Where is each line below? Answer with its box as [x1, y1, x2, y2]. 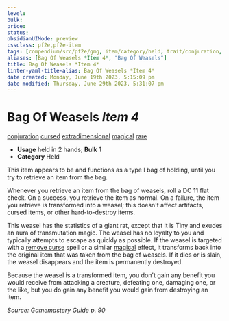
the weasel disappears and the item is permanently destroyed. [7, 258, 183, 266]
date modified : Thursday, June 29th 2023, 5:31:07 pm [7, 80, 165, 87]
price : [7, 23, 26, 29]
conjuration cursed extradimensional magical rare [7, 132, 147, 140]
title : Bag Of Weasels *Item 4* [7, 61, 99, 68]
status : [7, 29, 29, 36]
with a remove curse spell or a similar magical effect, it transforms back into [7, 244, 221, 252]
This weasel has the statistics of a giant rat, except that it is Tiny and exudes [7, 222, 223, 230]
